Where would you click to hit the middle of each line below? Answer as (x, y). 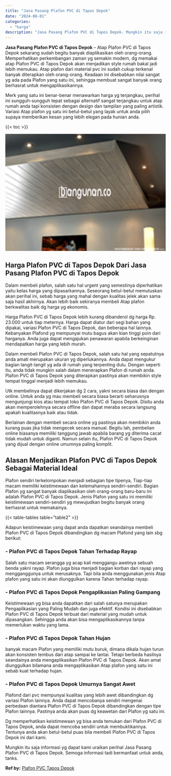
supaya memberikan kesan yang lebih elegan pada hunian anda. (73, 117)
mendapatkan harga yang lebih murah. (46, 344)
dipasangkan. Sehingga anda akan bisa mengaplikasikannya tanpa (75, 619)
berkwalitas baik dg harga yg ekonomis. (47, 307)
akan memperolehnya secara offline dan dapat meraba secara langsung (81, 407)
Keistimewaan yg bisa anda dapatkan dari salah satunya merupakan (76, 603)
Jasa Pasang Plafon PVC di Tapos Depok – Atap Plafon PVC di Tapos (78, 47)
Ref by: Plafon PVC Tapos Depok (40, 768)
